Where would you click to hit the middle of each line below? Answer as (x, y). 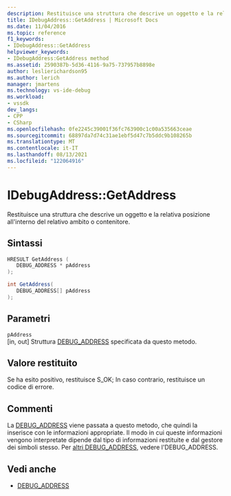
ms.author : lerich (33, 78)
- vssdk (18, 103)
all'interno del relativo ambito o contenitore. (69, 221)
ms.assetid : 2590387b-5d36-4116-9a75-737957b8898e (81, 65)
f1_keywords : (26, 39)
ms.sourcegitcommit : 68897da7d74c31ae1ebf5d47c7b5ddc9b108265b (100, 135)
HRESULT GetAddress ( (38, 259)
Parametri (29, 319)
